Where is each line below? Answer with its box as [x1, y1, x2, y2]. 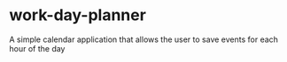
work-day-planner [9, 5, 146, 25]
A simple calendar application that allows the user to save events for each [9, 34, 279, 45]
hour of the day [9, 43, 66, 53]
